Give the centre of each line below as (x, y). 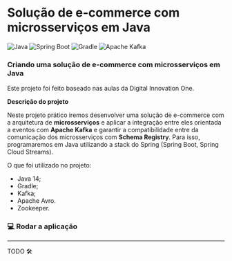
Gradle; (28, 186)
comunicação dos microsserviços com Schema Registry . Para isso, (104, 137)
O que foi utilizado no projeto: (49, 165)
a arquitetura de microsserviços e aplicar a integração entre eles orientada (115, 123)
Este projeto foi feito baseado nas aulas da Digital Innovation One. (101, 89)
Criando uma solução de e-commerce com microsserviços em (114, 64)
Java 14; (29, 179)
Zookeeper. (33, 208)
